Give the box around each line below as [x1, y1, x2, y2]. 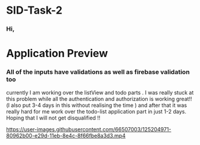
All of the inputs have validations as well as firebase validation [6, 68, 190, 76]
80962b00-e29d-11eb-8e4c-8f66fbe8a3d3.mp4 [6, 132, 126, 139]
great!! [176, 95, 192, 102]
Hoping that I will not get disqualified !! [6, 114, 101, 121]
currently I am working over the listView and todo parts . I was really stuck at [6, 89, 194, 96]
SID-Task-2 [6, 4, 62, 17]
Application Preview [6, 47, 108, 60]
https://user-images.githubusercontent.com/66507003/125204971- [6, 125, 171, 133]
